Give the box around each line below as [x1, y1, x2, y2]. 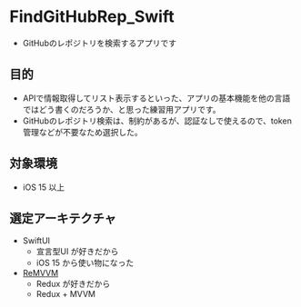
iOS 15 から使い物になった [35, 257, 135, 269]
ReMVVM [22, 268, 59, 279]
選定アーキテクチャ [9, 211, 116, 226]
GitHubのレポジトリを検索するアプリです [22, 37, 177, 48]
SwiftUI [22, 235, 51, 246]
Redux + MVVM [35, 289, 96, 300]
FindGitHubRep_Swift [9, 6, 175, 27]
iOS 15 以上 [22, 182, 65, 193]
